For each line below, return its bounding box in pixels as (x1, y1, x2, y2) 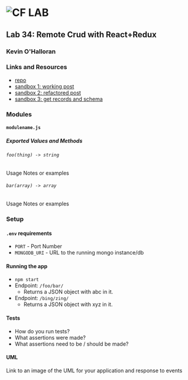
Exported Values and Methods (6, 137, 83, 144)
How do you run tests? (14, 327, 70, 334)
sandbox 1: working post (14, 83, 74, 90)
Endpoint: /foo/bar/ (14, 282, 64, 289)
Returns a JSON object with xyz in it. (23, 301, 113, 308)
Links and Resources (6, 63, 67, 71)
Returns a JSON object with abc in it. (23, 288, 114, 295)
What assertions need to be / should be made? (14, 340, 129, 347)
